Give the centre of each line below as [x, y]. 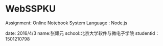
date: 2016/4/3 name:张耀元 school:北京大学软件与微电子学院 [70, 33]
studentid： [147, 33]
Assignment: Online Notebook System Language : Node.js [66, 23]
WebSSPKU [31, 9]
